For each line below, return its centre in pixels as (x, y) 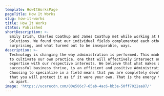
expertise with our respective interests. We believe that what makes (83, 64)
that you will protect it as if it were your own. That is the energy (83, 77)
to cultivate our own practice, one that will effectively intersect (82, 59)
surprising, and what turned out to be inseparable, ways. (71, 46)
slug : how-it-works (25, 18)
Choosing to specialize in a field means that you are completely (78, 73)
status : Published (24, 28)
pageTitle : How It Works (30, 14)
